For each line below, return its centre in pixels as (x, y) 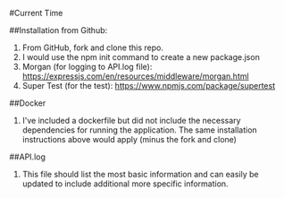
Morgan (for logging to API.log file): (87, 67)
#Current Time (36, 13)
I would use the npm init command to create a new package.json (141, 57)
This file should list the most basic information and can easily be (140, 174)
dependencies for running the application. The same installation (139, 130)
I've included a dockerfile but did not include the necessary (131, 121)
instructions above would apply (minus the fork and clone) (129, 139)
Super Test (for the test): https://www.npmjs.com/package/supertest (148, 86)
